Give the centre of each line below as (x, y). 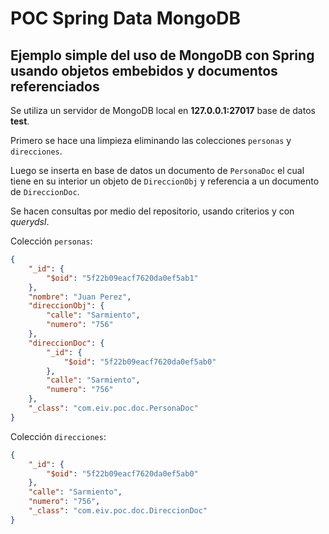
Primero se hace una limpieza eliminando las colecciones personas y (151, 140)
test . (20, 121)
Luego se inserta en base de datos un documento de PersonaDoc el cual (157, 170)
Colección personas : (51, 241)
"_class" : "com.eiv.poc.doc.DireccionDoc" (118, 511)
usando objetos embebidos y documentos (144, 70)
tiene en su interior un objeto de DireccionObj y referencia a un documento (165, 181)
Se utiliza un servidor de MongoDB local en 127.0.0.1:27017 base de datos (163, 110)
